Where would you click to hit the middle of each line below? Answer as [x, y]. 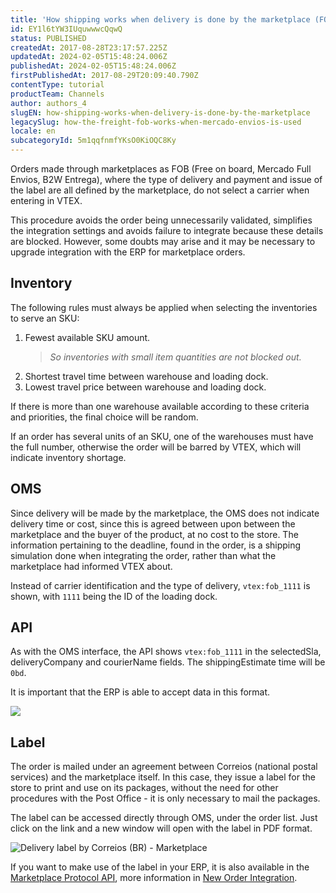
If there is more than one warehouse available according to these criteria [160, 406]
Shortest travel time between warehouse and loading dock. [146, 376]
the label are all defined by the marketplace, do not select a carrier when [160, 190]
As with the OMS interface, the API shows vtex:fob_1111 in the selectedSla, [166, 652]
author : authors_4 [48, 103]
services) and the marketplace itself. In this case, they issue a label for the [163, 777]
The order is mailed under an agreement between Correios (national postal [164, 767]
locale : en [33, 131]
